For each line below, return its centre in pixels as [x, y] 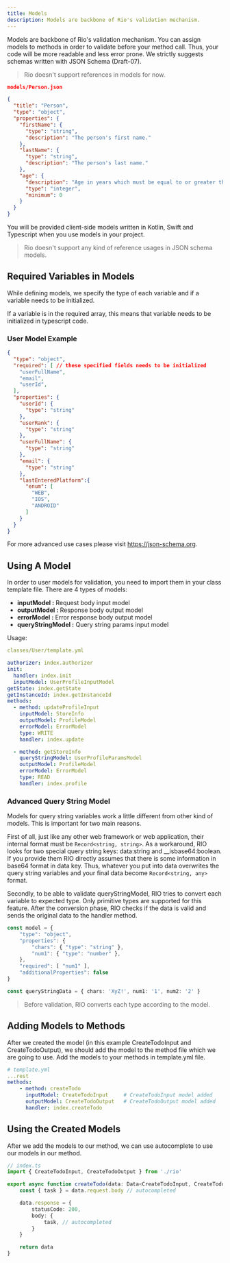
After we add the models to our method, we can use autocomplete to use [110, 1146]
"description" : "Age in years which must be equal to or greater [120, 182]
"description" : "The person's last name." [87, 163]
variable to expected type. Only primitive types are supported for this [104, 901]
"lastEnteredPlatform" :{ [55, 480]
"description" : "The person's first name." [88, 138]
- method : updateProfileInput [56, 708]
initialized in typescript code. [48, 321]
